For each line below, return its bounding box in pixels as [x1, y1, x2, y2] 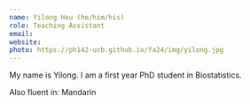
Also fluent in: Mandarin [9, 87, 97, 98]
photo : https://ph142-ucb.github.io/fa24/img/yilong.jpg [9, 46, 224, 55]
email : [9, 29, 34, 38]
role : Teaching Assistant [9, 21, 105, 30]
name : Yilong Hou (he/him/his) [9, 12, 125, 22]
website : [9, 37, 42, 47]
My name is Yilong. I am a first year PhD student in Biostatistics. [9, 70, 242, 80]
